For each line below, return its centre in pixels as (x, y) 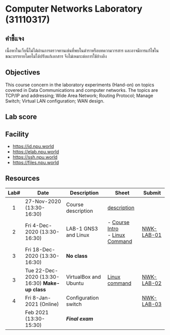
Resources (23, 178)
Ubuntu (75, 283)
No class (77, 256)
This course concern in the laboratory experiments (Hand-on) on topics (80, 85)
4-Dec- (42, 225)
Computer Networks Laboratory (74, 9)
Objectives (23, 72)
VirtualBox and (83, 277)
